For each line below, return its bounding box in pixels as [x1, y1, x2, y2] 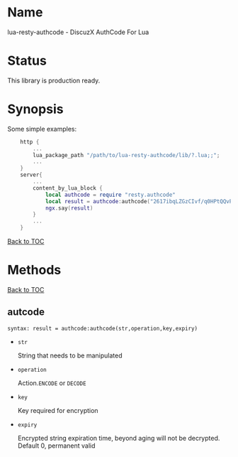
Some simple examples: [7, 124, 77, 133]
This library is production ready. [7, 76, 101, 85]
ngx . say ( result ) [45, 204, 93, 212]
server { [20, 171, 42, 178]
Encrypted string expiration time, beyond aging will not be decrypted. [17, 434, 220, 442]
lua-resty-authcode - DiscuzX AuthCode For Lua [7, 28, 149, 36]
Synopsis [7, 101, 64, 117]
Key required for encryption [17, 406, 98, 414]
